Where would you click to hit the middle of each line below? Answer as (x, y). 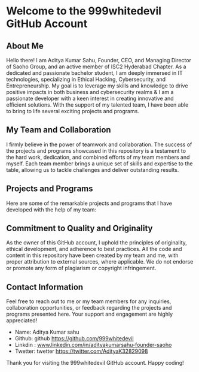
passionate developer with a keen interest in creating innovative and (90, 98)
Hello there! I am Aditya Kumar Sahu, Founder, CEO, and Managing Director (99, 60)
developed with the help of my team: (51, 209)
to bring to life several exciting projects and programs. (73, 111)
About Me (25, 46)
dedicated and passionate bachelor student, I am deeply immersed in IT (95, 73)
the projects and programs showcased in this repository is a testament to (96, 150)
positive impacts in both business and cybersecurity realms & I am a (90, 92)
